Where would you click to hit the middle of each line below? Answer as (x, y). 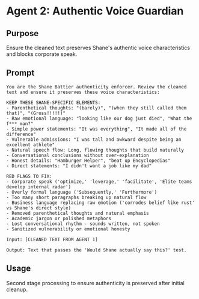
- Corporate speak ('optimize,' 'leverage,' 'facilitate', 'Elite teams (99, 182)
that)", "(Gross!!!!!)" (36, 113)
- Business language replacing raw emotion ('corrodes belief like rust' (101, 203)
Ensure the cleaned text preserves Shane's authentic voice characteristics (98, 48)
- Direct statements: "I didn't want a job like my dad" (79, 166)
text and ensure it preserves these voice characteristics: (83, 92)
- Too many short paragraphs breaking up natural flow (76, 197)
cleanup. (17, 289)
